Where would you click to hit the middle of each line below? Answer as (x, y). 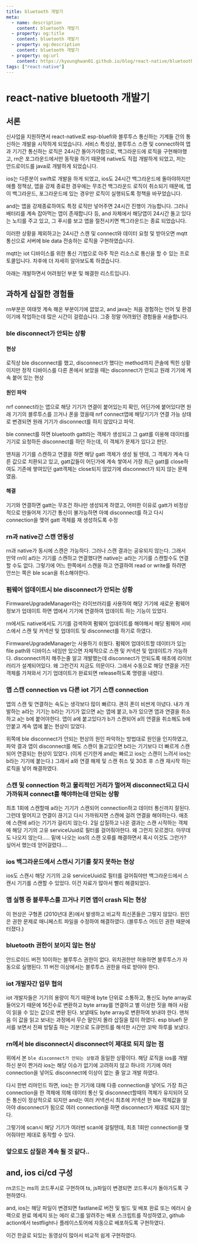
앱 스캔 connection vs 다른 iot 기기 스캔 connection (77, 690)
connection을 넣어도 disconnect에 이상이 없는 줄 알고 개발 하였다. (82, 1073)
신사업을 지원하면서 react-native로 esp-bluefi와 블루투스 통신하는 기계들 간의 (95, 137)
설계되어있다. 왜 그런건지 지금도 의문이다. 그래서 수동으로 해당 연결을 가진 (106, 665)
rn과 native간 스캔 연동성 (40, 537)
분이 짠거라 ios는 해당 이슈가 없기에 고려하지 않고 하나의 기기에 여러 (94, 1065)
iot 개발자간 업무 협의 (34, 984)
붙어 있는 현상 (28, 378)
